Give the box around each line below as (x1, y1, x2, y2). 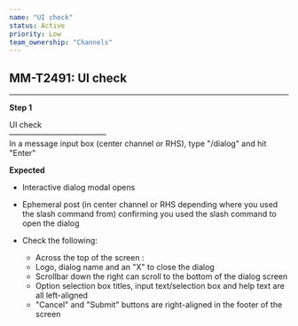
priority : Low (9, 29, 62, 38)
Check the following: (21, 236, 98, 246)
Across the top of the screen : (35, 252, 145, 263)
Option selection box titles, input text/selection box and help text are (35, 281, 286, 291)
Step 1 (9, 103, 33, 113)
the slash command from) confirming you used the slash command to (21, 209, 277, 220)
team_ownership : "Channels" (9, 37, 114, 47)
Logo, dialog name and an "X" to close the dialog (35, 262, 215, 273)
